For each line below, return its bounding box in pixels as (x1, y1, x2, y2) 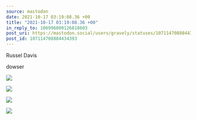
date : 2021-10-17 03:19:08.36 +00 (6, 14, 91, 20)
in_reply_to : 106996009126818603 (6, 25, 88, 31)
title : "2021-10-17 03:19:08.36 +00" (6, 19, 98, 25)
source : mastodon (6, 8, 49, 15)
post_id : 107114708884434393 (6, 36, 77, 42)
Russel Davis (6, 52, 37, 59)
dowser (6, 63, 25, 70)
